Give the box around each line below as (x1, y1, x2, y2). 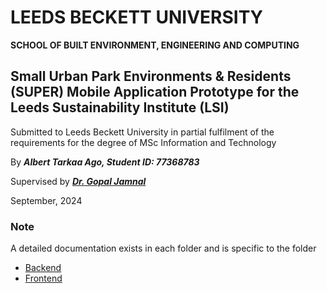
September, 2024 (10, 194, 83, 206)
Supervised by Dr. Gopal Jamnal (10, 175, 147, 187)
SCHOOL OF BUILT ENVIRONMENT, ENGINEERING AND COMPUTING (10, 39, 300, 51)
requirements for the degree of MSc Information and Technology (10, 136, 277, 148)
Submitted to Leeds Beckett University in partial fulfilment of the (10, 126, 275, 138)
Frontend (24, 272, 63, 285)
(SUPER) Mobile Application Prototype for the (10, 84, 300, 101)
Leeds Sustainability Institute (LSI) (10, 99, 230, 116)
